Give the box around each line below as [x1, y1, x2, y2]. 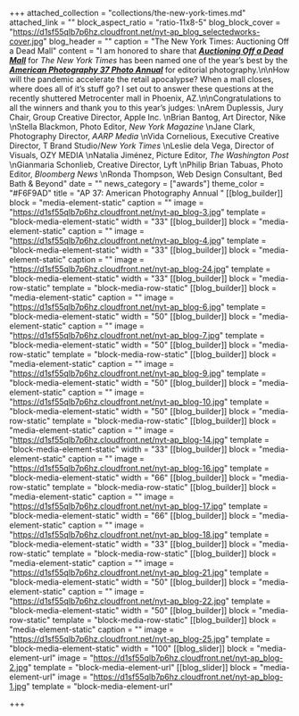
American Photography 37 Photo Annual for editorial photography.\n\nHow [9, 64, 290, 75]
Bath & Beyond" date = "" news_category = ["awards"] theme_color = [9, 179, 265, 188]
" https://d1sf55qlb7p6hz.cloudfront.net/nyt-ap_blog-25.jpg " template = [9, 634, 270, 644]
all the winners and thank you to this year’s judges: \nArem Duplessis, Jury [9, 103, 284, 112]
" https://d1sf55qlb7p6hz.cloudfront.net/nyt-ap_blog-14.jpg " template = [9, 435, 270, 445]
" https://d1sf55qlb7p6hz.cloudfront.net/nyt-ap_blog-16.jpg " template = [9, 463, 270, 473]
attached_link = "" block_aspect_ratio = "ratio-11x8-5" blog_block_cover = [9, 17, 281, 28]
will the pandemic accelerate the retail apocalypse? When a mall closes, [9, 74, 274, 84]
